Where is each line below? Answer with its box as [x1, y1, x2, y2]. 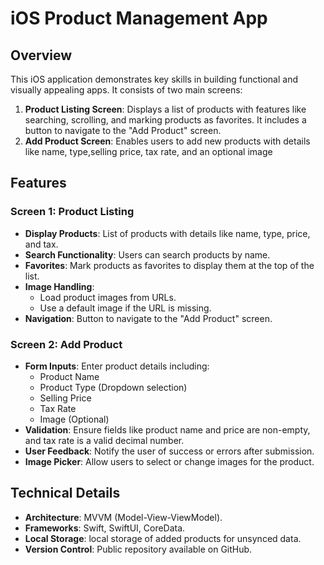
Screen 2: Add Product [10, 337, 123, 351]
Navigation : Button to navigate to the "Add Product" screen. [24, 312, 273, 324]
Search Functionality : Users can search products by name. [24, 248, 271, 261]
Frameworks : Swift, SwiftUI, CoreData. [24, 522, 186, 534]
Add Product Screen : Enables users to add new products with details [24, 135, 311, 147]
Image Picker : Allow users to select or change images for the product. [24, 455, 315, 467]
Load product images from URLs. [39, 291, 177, 303]
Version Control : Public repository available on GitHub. [24, 543, 253, 555]
